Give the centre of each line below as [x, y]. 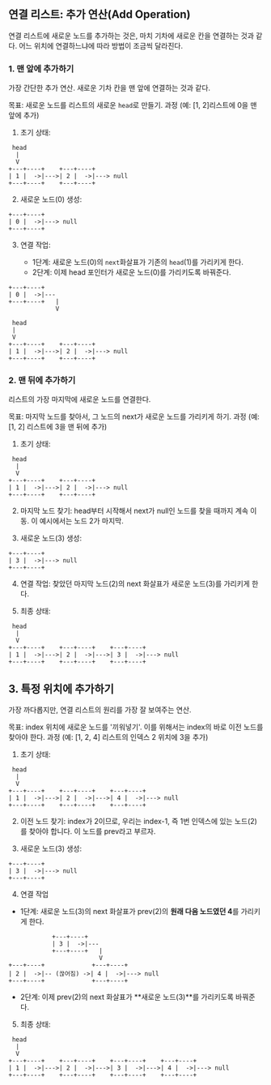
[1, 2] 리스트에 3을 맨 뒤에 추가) [58, 427]
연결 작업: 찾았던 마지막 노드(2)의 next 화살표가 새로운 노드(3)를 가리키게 [135, 584]
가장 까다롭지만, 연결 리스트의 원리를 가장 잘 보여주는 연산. [100, 710]
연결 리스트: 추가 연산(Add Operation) [100, 15]
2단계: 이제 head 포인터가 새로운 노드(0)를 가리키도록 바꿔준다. [132, 272]
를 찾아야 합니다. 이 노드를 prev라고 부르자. [88, 831]
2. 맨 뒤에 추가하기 [42, 381]
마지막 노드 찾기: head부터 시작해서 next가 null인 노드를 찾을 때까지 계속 [134, 511]
